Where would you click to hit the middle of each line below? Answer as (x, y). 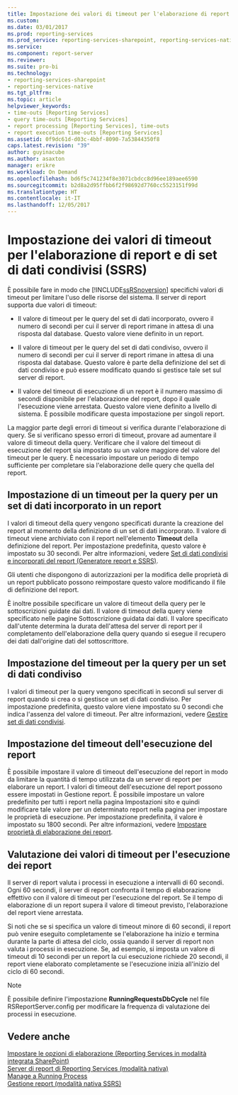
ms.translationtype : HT (42, 192)
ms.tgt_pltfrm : (30, 93)
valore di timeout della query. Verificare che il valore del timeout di (104, 442)
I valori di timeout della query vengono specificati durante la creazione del (115, 523)
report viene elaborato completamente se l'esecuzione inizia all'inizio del (113, 964)
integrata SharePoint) (38, 1061)
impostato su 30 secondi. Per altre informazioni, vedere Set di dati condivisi (118, 553)
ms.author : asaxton (36, 159)
